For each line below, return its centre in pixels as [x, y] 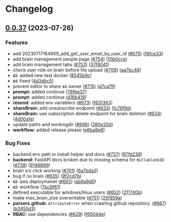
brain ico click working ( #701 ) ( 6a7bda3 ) [55, 171]
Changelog [29, 9]
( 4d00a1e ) [24, 119]
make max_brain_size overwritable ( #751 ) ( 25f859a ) [67, 198]
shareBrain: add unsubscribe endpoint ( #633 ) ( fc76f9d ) [72, 108]
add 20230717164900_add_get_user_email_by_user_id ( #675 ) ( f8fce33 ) [88, 53]
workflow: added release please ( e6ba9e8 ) [59, 130]
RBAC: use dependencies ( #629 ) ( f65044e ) [59, 214]
